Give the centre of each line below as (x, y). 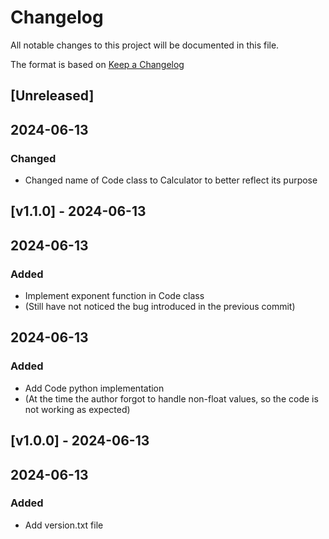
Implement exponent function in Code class (114, 296)
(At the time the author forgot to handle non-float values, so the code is (171, 398)
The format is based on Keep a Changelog (97, 64)
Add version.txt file (64, 525)
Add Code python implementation (94, 388)
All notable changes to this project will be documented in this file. (145, 45)
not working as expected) (77, 409)
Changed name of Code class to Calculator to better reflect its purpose (171, 180)
